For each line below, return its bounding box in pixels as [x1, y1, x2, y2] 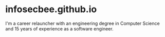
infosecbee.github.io [5, 4, 97, 15]
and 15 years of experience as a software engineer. [5, 25, 114, 31]
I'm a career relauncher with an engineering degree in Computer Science [5, 20, 160, 26]
